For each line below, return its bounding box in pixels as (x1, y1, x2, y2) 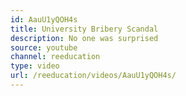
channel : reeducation (10, 52, 101, 62)
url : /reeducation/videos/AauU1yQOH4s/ (10, 71, 177, 81)
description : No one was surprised (10, 33, 159, 43)
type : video (10, 61, 60, 71)
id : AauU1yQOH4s (10, 14, 78, 25)
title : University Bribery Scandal (10, 24, 159, 34)
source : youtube (10, 42, 78, 53)
